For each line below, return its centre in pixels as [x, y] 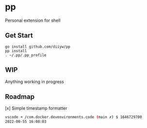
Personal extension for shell [33, 20]
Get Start [19, 36]
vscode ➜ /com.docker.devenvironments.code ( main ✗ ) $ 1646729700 [73, 117]
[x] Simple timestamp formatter [36, 108]
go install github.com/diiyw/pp [38, 47]
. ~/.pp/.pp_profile [26, 55]
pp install [16, 51]
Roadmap [20, 96]
